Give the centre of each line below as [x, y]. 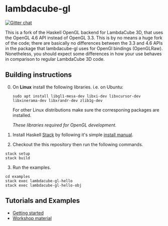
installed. [22, 115]
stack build [18, 158]
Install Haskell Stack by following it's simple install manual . [73, 135]
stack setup [18, 154]
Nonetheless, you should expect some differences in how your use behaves [83, 54]
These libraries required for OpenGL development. [64, 125]
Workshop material [32, 218]
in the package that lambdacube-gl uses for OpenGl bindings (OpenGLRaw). [84, 48]
